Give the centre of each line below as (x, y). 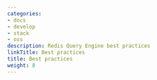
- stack (18, 33)
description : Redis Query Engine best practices (79, 46)
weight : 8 (22, 65)
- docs (17, 20)
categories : (24, 14)
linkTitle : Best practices (46, 53)
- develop (22, 26)
